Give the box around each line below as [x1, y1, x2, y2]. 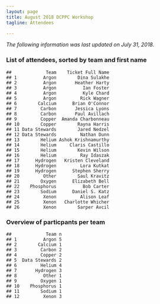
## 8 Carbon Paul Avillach [6, 111, 110, 117]
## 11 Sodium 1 [6, 288, 62, 294]
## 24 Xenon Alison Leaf [6, 194, 110, 200]
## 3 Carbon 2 [6, 247, 62, 252]
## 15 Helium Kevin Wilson [6, 147, 110, 153]
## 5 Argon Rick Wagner [6, 95, 110, 101]
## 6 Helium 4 [6, 262, 62, 268]
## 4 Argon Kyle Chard [6, 90, 110, 96]
